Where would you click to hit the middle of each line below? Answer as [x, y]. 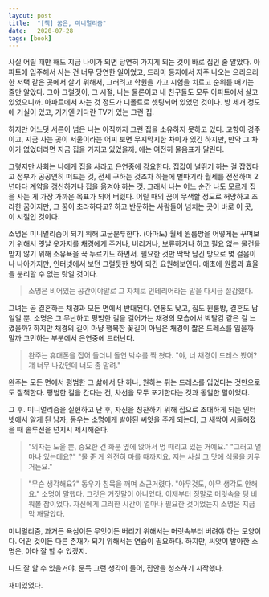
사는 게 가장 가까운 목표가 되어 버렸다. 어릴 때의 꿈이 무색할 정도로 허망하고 [133, 197]
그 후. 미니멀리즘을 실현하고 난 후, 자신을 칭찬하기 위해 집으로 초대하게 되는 [125, 410]
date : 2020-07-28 [41, 31]
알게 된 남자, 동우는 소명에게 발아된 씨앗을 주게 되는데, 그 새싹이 [129, 419]
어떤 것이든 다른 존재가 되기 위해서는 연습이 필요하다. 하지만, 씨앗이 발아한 [134, 541]
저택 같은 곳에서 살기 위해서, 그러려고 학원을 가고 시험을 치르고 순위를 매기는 [135, 82]
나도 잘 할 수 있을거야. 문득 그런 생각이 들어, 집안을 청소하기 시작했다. [116, 568]
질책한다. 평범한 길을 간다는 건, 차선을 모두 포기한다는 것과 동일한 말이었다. [133, 393]
